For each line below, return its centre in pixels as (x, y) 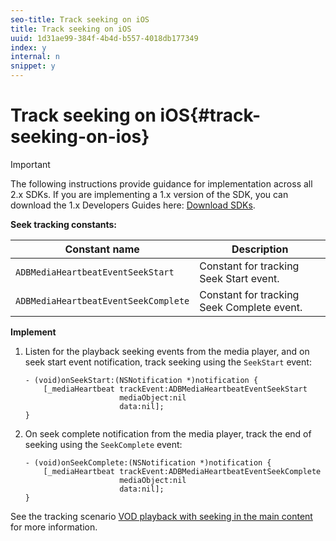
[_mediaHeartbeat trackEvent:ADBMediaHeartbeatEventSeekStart (175, 389)
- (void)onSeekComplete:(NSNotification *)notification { (148, 462)
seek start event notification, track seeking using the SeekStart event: (168, 362)
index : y (28, 47)
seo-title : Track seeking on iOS (80, 19)
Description (260, 249)
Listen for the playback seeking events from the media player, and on (167, 351)
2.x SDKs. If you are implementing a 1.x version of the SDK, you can (149, 194)
